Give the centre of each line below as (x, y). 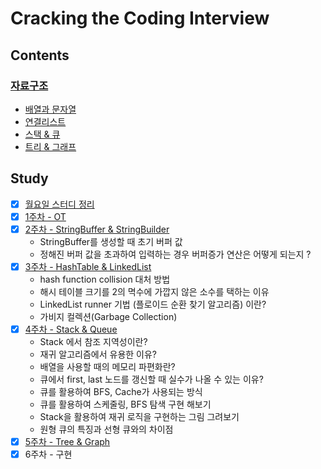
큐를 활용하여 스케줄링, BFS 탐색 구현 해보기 (125, 404)
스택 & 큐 (42, 134)
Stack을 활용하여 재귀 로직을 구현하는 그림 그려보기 (139, 416)
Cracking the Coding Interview (140, 18)
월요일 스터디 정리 (59, 204)
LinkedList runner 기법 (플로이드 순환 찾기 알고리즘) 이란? (153, 304)
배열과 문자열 (50, 109)
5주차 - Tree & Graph (67, 441)
